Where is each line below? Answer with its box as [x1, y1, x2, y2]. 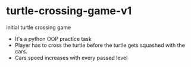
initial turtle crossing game [6, 24, 71, 31]
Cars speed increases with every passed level [14, 54, 128, 61]
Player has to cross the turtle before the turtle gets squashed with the [14, 42, 186, 49]
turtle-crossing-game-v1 [6, 4, 132, 18]
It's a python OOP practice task [14, 35, 92, 42]
